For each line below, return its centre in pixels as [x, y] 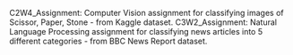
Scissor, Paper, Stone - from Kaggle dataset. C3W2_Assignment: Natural [143, 22]
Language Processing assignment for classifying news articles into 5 [136, 31]
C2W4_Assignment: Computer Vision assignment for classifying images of [146, 13]
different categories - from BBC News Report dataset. [108, 41]
